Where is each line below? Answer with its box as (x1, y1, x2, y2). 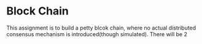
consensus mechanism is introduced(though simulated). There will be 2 (6, 30, 187, 37)
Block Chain (6, 4, 69, 18)
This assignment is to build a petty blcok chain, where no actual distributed (6, 24, 196, 31)
